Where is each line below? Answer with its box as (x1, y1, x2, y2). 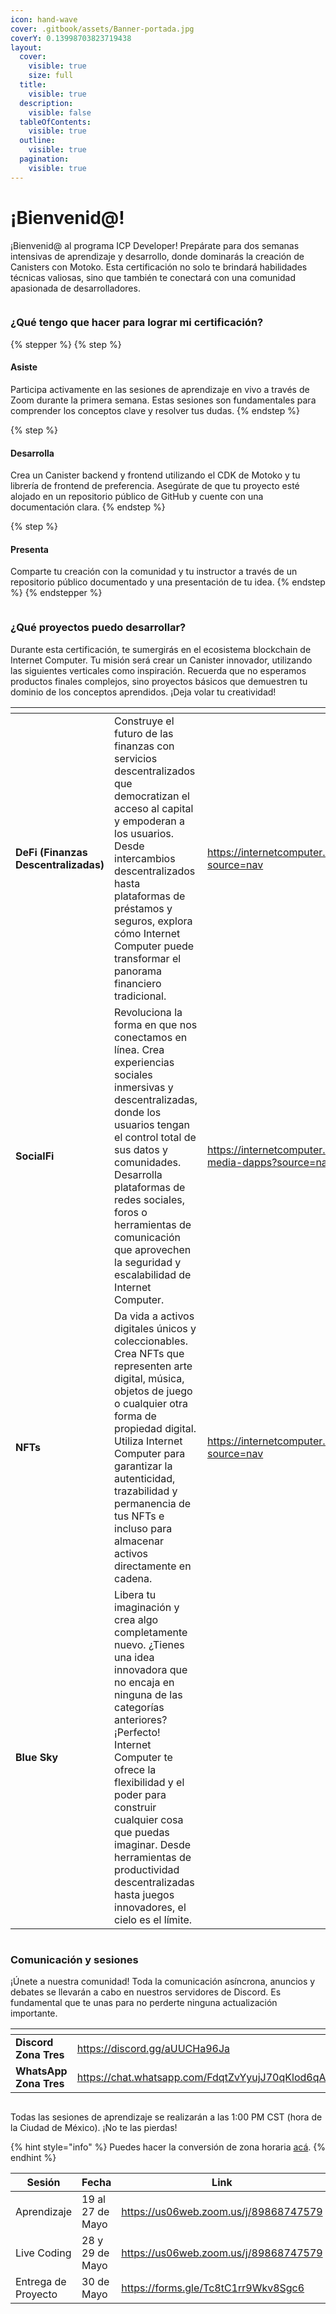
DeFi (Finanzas (15, 845, 88, 859)
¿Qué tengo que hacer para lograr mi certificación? (10, 316, 264, 330)
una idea (114, 1650, 155, 1664)
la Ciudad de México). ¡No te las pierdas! (10, 2122, 178, 2134)
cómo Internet (114, 926, 181, 940)
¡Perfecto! (114, 1725, 161, 1739)
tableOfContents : (19, 117, 92, 127)
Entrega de (15, 2275, 67, 2289)
